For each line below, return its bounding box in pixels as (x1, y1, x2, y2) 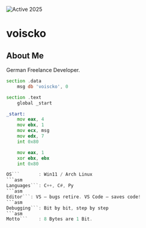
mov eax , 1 (17, 149, 44, 155)
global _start (17, 100, 52, 106)
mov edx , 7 (17, 133, 44, 139)
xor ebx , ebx (17, 155, 50, 161)
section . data (6, 78, 42, 84)
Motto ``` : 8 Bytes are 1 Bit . (6, 216, 93, 222)
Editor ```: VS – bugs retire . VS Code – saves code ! (6, 194, 141, 200)
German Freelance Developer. (6, 67, 80, 73)
